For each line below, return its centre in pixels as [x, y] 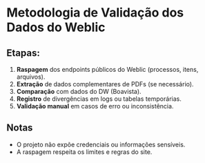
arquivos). [31, 77]
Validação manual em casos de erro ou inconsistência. [95, 106]
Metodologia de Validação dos [95, 13]
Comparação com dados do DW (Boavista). [79, 92]
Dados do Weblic [56, 27]
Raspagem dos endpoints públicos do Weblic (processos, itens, [107, 69]
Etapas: [23, 53]
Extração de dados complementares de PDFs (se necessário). [105, 84]
